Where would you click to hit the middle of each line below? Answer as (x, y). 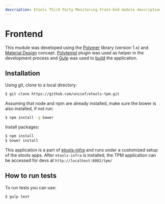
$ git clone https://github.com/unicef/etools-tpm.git (62, 94)
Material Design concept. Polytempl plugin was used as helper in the (74, 52)
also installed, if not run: (29, 109)
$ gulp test (17, 197)
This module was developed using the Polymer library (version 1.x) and (77, 48)
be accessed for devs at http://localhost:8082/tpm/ (59, 160)
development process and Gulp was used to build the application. (71, 58)
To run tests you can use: (31, 187)
